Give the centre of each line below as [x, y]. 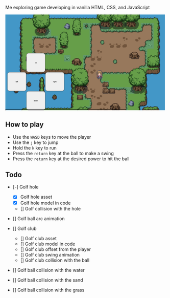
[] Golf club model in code [48, 244]
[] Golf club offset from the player [55, 249]
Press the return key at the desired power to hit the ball [71, 159]
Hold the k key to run [35, 147]
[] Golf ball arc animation [39, 218]
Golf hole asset [36, 197]
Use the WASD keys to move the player [52, 137]
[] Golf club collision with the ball [55, 260]
